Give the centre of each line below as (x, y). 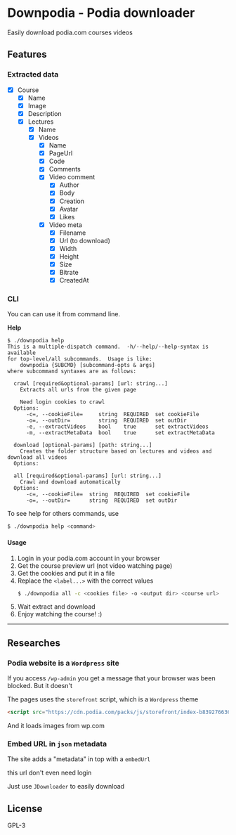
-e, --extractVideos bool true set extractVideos (117, 427)
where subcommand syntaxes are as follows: (72, 371)
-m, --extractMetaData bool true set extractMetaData (120, 433)
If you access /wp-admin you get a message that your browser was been (111, 678)
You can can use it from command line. (64, 314)
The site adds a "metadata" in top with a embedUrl (79, 759)
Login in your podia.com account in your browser (88, 558)
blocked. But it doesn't (40, 686)
